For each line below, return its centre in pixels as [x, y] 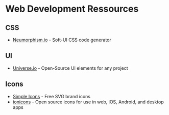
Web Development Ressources [72, 9]
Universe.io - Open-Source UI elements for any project [70, 68]
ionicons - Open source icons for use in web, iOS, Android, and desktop [88, 102]
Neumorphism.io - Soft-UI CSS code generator [62, 40]
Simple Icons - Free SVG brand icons [52, 96]
